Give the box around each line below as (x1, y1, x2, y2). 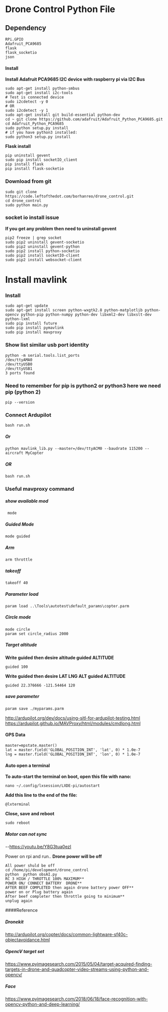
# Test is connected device (5, 95, 64, 100)
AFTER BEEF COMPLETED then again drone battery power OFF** (5, 885, 134, 890)
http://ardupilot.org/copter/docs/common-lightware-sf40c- (5, 931, 128, 938)
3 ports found (5, 370, 35, 375)
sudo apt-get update (5, 303, 49, 308)
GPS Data (5, 732, 26, 738)
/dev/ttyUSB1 (5, 366, 33, 371)
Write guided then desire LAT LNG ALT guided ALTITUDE (5, 673, 126, 679)
